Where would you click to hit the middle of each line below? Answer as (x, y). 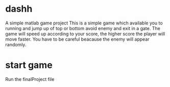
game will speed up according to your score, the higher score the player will (85, 34)
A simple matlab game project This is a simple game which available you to (84, 23)
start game (29, 65)
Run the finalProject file (30, 79)
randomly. (16, 44)
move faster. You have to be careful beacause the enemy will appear (77, 39)
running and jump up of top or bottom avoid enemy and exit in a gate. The (83, 28)
